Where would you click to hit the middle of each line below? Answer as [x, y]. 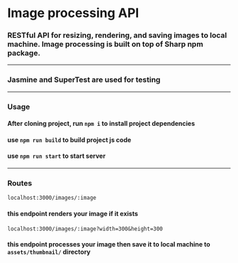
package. [24, 53]
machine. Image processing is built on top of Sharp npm [105, 44]
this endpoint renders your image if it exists [73, 213]
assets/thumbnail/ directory [49, 252]
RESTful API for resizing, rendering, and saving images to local [117, 36]
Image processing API [73, 13]
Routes [20, 183]
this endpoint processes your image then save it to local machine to [109, 245]
